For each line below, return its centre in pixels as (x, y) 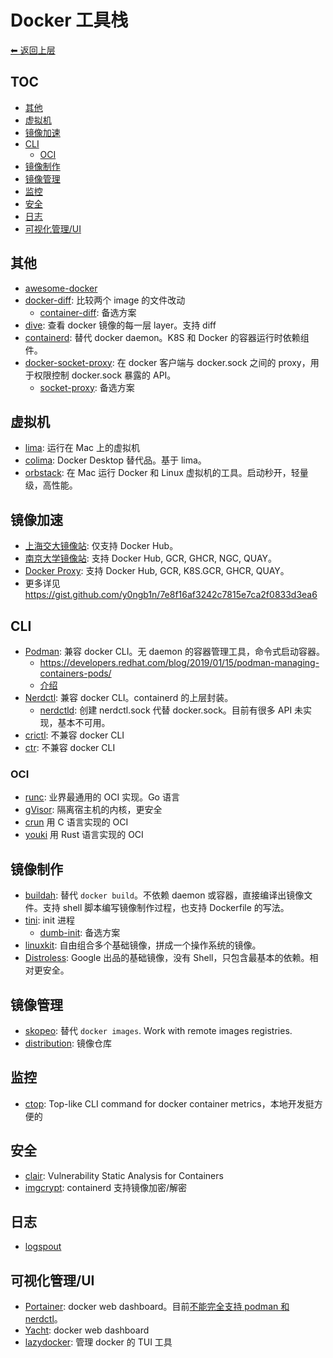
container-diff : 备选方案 (88, 312)
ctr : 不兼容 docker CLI (70, 747)
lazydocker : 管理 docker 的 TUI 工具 (98, 1342)
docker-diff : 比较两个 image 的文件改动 (105, 300)
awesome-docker (61, 288)
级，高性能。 (51, 485)
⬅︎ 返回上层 (33, 50)
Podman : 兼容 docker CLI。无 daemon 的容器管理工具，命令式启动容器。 (174, 651)
